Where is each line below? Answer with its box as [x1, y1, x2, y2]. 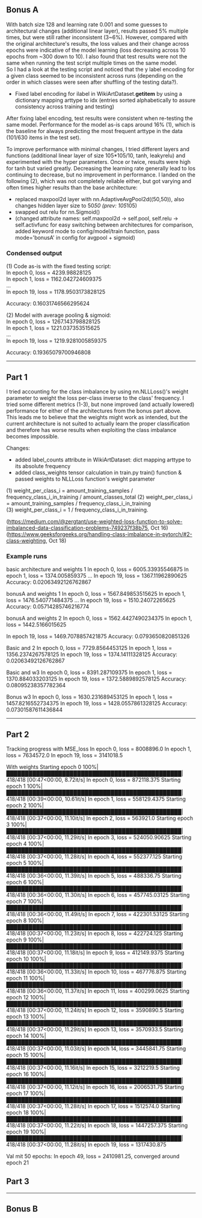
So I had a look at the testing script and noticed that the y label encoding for [6, 66, 194, 73]
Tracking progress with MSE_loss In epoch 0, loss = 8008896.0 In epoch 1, [6, 745, 192, 752]
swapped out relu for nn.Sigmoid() [14, 208, 100, 216]
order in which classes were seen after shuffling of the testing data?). [6, 78, 179, 86]
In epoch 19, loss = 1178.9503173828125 [6, 289, 106, 296]
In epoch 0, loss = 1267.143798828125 [6, 318, 101, 325]
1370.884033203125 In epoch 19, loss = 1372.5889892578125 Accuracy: [6, 675, 186, 682]
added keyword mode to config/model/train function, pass [14, 227, 160, 234]
